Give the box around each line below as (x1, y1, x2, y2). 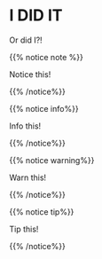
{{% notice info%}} (9, 103, 79, 114)
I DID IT (9, 5, 63, 26)
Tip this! (9, 224, 39, 234)
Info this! (9, 121, 42, 131)
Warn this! (9, 172, 47, 183)
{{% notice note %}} (9, 51, 84, 62)
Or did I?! (9, 35, 43, 45)
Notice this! (9, 68, 51, 80)
